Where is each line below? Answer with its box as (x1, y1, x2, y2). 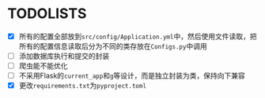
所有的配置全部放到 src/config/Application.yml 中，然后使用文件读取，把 (18, 31, 257, 41)
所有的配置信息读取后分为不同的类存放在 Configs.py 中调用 (18, 42, 207, 51)
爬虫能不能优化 (18, 61, 68, 71)
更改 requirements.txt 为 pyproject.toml (18, 81, 147, 90)
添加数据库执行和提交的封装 (18, 52, 110, 60)
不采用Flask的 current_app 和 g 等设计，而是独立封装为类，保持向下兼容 (18, 71, 246, 81)
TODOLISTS (7, 5, 87, 23)
